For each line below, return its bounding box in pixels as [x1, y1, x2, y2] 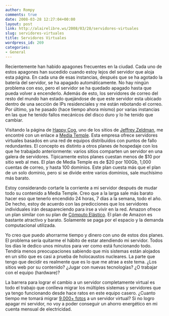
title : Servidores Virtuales [5, 36, 67, 41]
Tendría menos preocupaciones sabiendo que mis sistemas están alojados [5, 248, 160, 254]
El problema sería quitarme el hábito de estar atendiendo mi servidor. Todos [5, 237, 163, 243]
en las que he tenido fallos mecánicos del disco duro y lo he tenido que [5, 111, 153, 117]
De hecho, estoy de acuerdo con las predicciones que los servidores [5, 201, 148, 207]
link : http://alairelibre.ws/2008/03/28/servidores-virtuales [5, 26, 139, 31]
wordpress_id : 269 [5, 40, 44, 45]
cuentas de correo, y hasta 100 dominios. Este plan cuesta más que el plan [5, 164, 161, 170]
